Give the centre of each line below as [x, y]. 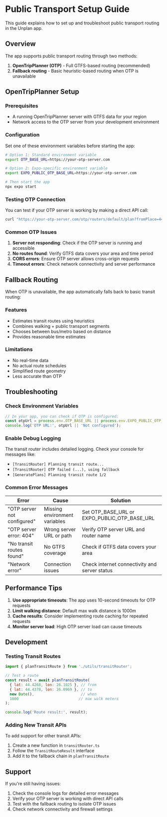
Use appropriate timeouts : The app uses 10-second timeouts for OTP [84, 600]
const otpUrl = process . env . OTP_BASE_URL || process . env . [66, 421]
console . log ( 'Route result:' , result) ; [46, 713]
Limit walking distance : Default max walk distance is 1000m [74, 611]
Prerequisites [22, 106]
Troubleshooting [32, 392]
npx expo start [21, 187]
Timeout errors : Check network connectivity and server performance [84, 264]
